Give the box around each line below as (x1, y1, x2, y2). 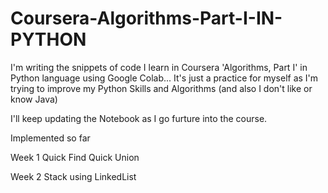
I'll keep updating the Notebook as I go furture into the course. (10, 112, 268, 124)
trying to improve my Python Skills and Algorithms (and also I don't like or (10, 82, 313, 94)
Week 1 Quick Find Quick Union (10, 151, 140, 163)
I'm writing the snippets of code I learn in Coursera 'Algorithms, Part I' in (10, 61, 308, 73)
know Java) (10, 93, 58, 105)
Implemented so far (10, 132, 91, 144)
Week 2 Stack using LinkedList (10, 170, 137, 182)
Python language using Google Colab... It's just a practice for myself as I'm (10, 72, 319, 84)
